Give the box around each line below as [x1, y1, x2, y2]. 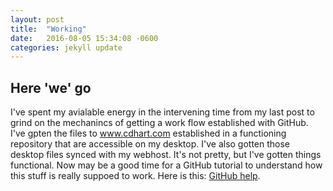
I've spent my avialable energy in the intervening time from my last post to [10, 106, 315, 118]
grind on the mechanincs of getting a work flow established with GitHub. [10, 117, 309, 129]
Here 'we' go [10, 79, 92, 96]
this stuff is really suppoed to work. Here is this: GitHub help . [10, 170, 261, 182]
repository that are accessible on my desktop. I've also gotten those [10, 138, 291, 150]
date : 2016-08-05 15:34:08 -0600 [10, 33, 159, 43]
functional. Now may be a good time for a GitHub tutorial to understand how [10, 159, 323, 171]
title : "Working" [10, 24, 87, 34]
